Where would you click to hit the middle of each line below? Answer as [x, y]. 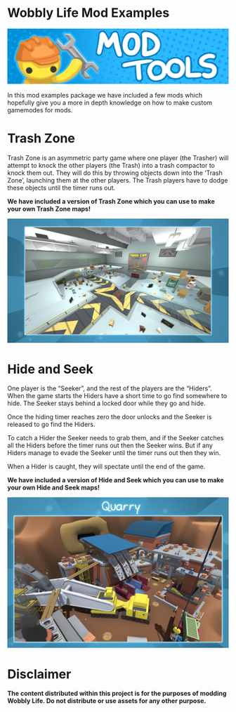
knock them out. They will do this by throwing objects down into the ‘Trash [115, 173]
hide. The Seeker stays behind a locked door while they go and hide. [106, 403]
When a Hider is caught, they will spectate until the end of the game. [106, 467]
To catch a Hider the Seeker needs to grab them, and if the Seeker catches [116, 438]
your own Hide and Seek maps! [54, 488]
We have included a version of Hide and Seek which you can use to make [116, 480]
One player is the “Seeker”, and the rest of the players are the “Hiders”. [110, 388]
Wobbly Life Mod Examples [88, 13]
